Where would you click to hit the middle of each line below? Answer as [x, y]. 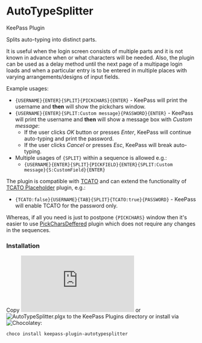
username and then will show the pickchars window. [80, 106]
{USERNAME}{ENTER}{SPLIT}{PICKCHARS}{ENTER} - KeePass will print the [101, 100]
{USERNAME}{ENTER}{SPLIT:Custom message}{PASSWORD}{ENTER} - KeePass [104, 113]
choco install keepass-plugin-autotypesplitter [67, 334]
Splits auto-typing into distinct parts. [52, 39]
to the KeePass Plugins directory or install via [123, 316]
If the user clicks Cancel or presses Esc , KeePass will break [98, 145]
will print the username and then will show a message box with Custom [104, 119]
